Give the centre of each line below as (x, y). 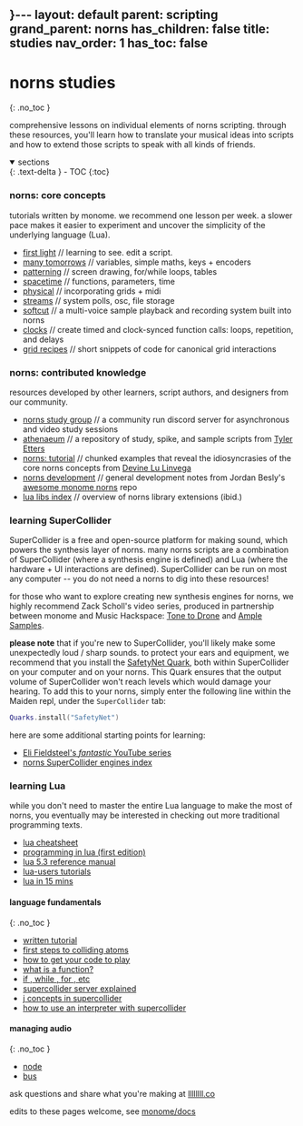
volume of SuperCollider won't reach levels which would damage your (141, 682)
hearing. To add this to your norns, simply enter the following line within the (151, 691)
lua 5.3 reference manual (69, 862)
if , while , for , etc (56, 979)
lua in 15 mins (48, 881)
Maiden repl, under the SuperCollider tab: (88, 701)
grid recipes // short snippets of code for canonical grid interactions (149, 348)
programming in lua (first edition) (84, 852)
